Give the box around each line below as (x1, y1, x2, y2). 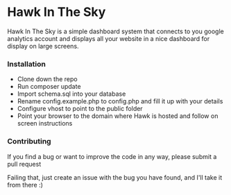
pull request (7, 160, 42, 168)
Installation (7, 59, 46, 69)
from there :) (7, 180, 44, 189)
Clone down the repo (17, 75, 78, 83)
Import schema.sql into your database (17, 90, 126, 98)
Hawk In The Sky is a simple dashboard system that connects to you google (7, 27, 224, 35)
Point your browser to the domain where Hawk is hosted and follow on (17, 112, 219, 120)
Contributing (7, 137, 51, 146)
